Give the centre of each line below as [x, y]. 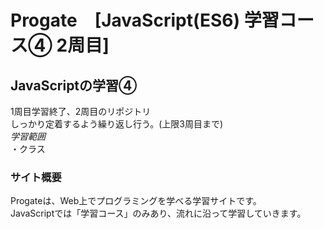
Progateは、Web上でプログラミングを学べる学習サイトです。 [136, 201]
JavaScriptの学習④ [74, 85]
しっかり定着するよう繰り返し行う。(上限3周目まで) [117, 124]
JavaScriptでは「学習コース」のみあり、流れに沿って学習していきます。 [158, 213]
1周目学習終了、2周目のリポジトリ [81, 111]
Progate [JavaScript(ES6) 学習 [145, 20]
